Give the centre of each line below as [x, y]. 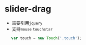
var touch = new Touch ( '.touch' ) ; [46, 38]
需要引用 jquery [27, 23]
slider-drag [28, 9]
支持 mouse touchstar [32, 29]
